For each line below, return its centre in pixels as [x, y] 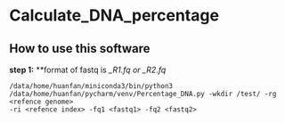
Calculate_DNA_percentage [114, 16]
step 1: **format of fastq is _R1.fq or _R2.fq [88, 70]
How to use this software [80, 49]
